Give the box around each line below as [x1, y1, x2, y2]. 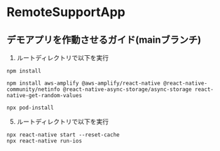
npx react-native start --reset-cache [6, 131, 120, 138]
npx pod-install [6, 104, 54, 111]
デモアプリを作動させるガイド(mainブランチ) [6, 34, 201, 45]
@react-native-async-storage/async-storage [62, 86, 192, 93]
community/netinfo [6, 86, 60, 93]
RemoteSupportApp [6, 4, 125, 20]
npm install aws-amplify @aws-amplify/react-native [6, 80, 160, 87]
